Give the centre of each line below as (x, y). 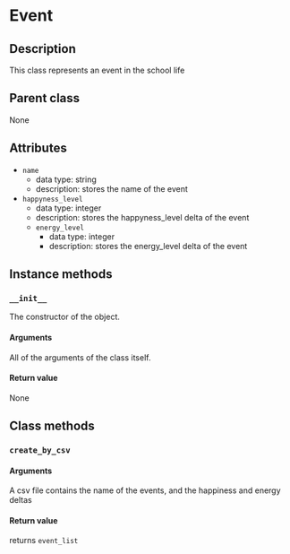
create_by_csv (40, 450)
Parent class (45, 98)
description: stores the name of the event (111, 188)
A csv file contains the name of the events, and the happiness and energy (145, 490)
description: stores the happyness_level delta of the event (142, 217)
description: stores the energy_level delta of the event (148, 246)
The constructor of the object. (65, 317)
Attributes (38, 148)
